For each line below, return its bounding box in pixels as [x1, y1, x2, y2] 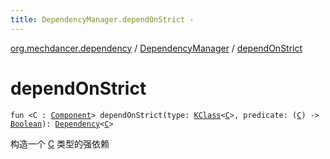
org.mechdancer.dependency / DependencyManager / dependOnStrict [10, 42, 303, 54]
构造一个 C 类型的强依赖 [10, 137, 110, 150]
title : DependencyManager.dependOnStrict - [10, 14, 195, 25]
